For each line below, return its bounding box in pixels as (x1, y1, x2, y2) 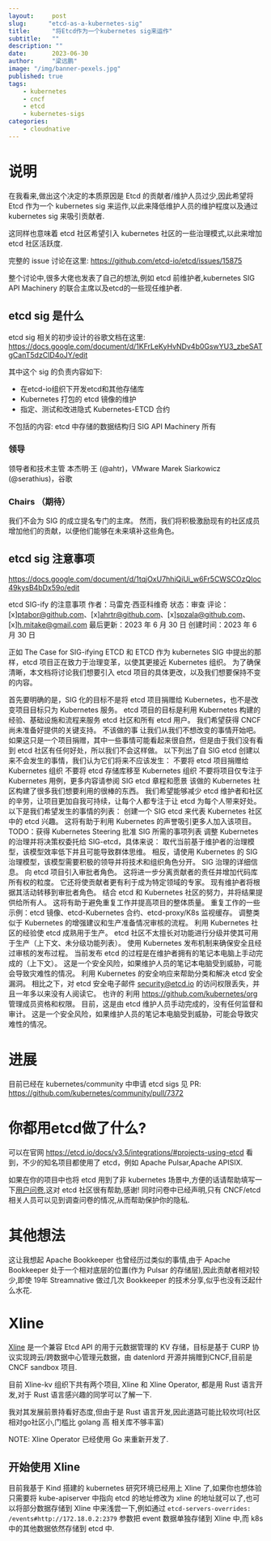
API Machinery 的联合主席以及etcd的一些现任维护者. (8, 283, 183, 293)
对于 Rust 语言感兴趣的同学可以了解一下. (17, 1389, 152, 1399)
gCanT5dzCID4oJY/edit (8, 350, 88, 359)
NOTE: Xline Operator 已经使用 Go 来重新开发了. (8, 1434, 169, 1444)
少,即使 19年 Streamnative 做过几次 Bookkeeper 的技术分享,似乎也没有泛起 (8, 1275, 256, 1285)
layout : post (8, 11, 67, 20)
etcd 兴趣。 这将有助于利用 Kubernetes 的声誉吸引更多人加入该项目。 (23, 816, 256, 826)
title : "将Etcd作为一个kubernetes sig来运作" (8, 27, 173, 35)
